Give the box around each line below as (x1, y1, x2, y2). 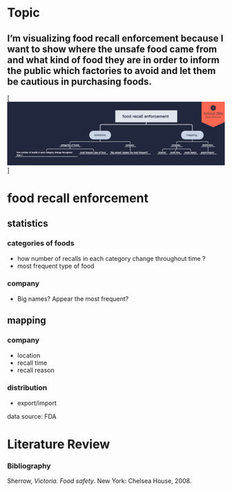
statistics (7, 218, 48, 230)
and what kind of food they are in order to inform (7, 54, 220, 66)
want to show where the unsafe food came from (7, 43, 217, 55)
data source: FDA (7, 412, 57, 420)
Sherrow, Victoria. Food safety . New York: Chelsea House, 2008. (7, 477, 192, 485)
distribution (7, 383, 48, 392)
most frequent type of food (17, 262, 95, 270)
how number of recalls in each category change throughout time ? (17, 254, 206, 262)
